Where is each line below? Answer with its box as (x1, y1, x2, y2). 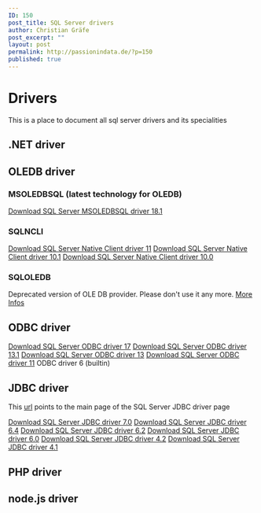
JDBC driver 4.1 (8, 442, 58, 452)
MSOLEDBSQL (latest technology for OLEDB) (8, 188, 182, 199)
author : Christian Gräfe (8, 26, 90, 34)
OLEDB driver (8, 164, 75, 178)
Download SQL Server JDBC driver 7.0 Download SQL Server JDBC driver (8, 418, 248, 427)
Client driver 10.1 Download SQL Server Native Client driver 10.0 (8, 253, 214, 262)
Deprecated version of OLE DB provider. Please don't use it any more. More (8, 290, 253, 299)
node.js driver (8, 492, 79, 505)
